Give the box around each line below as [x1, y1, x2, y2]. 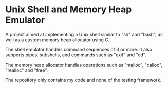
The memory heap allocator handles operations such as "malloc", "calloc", [5, 62, 163, 68]
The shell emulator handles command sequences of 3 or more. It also [5, 46, 153, 52]
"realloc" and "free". [5, 67, 48, 73]
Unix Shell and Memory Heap [5, 4, 132, 15]
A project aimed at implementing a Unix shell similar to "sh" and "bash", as [5, 31, 163, 37]
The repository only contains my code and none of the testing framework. [5, 77, 162, 83]
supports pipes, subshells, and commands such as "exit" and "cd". [5, 52, 146, 58]
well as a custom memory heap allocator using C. [5, 37, 110, 43]
